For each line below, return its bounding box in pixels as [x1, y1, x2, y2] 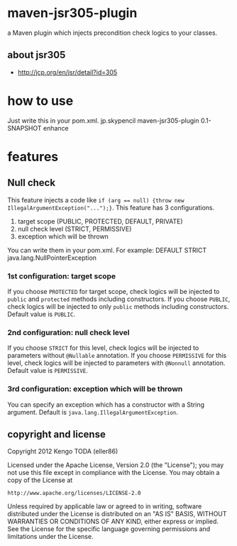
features [7, 148, 59, 165]
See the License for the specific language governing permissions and [7, 525, 211, 533]
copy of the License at [7, 476, 73, 484]
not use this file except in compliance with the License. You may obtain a [7, 469, 220, 477]
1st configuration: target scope [7, 271, 116, 281]
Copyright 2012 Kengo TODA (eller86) [7, 447, 118, 456]
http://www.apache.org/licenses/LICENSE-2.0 [7, 490, 141, 497]
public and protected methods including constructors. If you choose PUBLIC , [7, 295, 231, 303]
